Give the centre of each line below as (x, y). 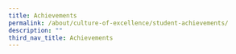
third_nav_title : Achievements (61, 38)
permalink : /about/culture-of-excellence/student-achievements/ (118, 23)
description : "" (35, 30)
